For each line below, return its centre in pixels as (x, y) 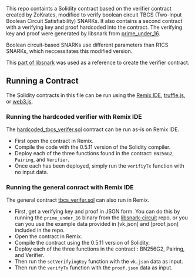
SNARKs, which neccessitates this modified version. (69, 51)
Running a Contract (42, 81)
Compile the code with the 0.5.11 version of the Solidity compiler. (93, 147)
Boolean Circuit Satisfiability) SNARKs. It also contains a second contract (94, 21)
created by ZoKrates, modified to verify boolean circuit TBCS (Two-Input (94, 15)
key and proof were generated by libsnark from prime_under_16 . (83, 34)
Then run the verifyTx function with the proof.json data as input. (94, 268)
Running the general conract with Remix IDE (70, 188)
